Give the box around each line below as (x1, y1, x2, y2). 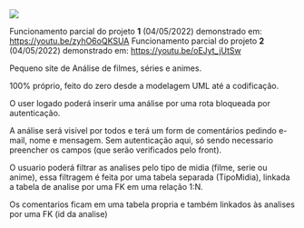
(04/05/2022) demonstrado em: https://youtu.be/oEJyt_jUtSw (9, 45, 242, 55)
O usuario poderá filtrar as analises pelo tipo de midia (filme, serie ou (9, 163, 268, 173)
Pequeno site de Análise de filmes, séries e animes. (9, 63, 202, 74)
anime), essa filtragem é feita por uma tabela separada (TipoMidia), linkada (9, 172, 290, 183)
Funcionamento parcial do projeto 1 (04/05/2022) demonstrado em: (9, 26, 262, 36)
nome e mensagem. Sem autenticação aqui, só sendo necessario (28, 135, 274, 145)
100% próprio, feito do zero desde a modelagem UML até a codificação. (9, 81, 279, 91)
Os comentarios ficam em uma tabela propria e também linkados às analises (9, 199, 295, 210)
